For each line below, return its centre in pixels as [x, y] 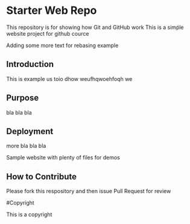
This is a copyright [29, 214]
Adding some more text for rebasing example [62, 45]
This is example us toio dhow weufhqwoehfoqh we [69, 78]
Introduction [30, 64]
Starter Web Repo [52, 11]
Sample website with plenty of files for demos [63, 158]
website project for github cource [48, 33]
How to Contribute [42, 177]
